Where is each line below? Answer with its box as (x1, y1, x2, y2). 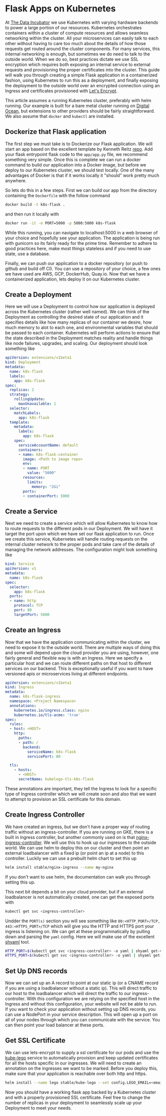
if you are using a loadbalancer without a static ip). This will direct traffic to (5, 985, 157, 991)
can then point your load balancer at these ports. (5, 1022, 105, 1028)
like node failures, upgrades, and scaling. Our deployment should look (5, 340, 148, 346)
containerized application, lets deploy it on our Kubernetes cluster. (5, 276, 140, 282)
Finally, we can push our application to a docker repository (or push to (5, 260, 148, 266)
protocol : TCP (14, 603, 43, 608)
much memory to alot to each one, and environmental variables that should (5, 325, 158, 331)
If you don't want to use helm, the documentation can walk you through (5, 874, 151, 880)
